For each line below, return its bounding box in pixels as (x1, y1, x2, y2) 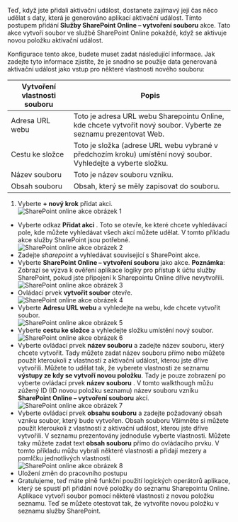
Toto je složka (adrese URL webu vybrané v (73, 141, 218, 150)
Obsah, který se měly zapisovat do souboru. (73, 181, 220, 191)
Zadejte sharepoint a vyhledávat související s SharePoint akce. (17, 251, 200, 259)
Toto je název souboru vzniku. (73, 170, 174, 179)
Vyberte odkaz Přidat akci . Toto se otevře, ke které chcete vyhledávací (17, 221, 227, 229)
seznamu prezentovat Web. (73, 129, 165, 139)
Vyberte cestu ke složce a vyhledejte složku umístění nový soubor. (17, 326, 214, 334)
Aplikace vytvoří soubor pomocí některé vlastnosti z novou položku (17, 492, 215, 500)
